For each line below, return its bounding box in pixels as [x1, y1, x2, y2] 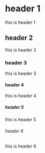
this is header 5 [5, 117, 36, 123]
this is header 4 [5, 93, 37, 99]
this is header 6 [5, 143, 37, 149]
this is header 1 [5, 19, 36, 25]
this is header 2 [5, 47, 37, 52]
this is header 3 [5, 70, 37, 77]
